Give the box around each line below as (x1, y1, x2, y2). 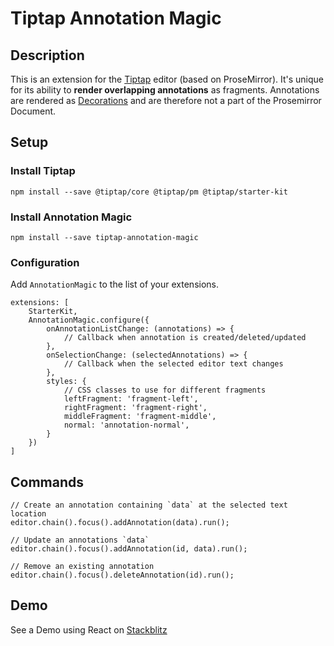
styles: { (46, 377, 87, 387)
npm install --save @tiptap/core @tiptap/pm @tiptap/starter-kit (10, 187, 288, 197)
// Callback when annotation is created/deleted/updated (63, 333, 307, 343)
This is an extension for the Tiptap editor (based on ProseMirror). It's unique (10, 73, 324, 85)
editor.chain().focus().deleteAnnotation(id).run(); (10, 570, 235, 581)
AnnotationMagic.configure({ (28, 315, 150, 326)
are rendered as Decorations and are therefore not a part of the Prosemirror (10, 95, 322, 106)
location (10, 509, 47, 519)
